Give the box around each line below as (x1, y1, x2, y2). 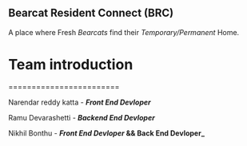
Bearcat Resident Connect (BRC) (8, 6, 174, 20)
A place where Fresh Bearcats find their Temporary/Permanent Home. (8, 27, 240, 37)
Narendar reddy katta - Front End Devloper (8, 97, 151, 107)
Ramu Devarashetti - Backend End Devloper (8, 112, 156, 122)
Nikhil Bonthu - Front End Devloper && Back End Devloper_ (8, 128, 205, 138)
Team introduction (8, 56, 133, 73)
